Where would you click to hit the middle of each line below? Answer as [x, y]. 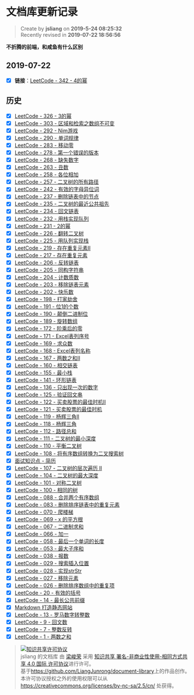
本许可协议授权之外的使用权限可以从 [64, 679]
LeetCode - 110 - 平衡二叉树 [48, 446]
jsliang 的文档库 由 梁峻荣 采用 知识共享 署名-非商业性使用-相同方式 [101, 656]
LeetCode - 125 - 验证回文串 [49, 395]
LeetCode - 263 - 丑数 [41, 167]
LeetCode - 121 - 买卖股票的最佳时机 [58, 410]
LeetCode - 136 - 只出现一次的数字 [56, 387]
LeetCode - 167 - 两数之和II [47, 358]
